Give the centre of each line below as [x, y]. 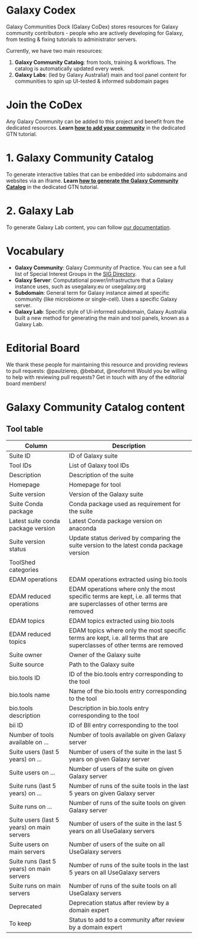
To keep [20, 923]
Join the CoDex [44, 105]
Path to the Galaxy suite [101, 664]
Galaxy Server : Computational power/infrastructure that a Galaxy [94, 280]
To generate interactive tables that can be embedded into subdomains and [97, 174]
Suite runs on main [35, 886]
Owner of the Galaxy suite [105, 655]
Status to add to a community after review [126, 919]
